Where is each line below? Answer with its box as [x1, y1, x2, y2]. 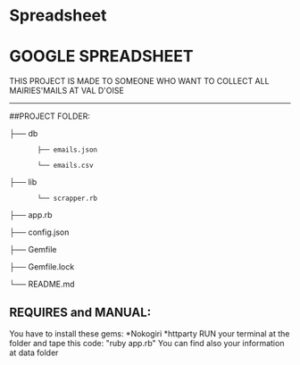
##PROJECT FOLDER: [9, 111, 91, 121]
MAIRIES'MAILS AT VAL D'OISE [9, 86, 125, 96]
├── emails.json [37, 145, 98, 154]
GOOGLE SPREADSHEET [9, 46, 194, 67]
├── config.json [9, 227, 70, 237]
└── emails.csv [37, 162, 94, 170]
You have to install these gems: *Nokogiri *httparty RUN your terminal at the [9, 328, 290, 339]
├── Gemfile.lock [9, 261, 75, 272]
